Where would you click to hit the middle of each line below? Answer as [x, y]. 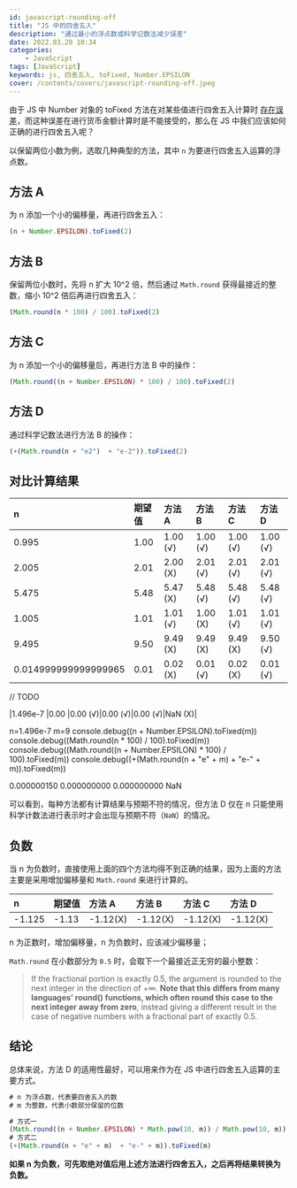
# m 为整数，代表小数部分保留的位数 [66, 1105]
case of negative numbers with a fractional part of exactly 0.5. [144, 1016]
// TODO [24, 697]
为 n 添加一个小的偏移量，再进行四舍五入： [88, 215]
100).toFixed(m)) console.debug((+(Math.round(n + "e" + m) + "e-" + [135, 759]
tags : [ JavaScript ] [45, 67]
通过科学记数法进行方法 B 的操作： [72, 434]
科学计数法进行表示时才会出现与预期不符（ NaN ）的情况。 [112, 816]
